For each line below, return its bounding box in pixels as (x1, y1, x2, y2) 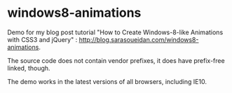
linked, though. (7, 64, 50, 72)
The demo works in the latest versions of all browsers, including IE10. (7, 77, 207, 85)
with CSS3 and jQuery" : (7, 35, 78, 43)
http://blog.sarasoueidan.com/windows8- (79, 35, 199, 43)
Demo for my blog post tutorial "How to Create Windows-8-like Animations (7, 28, 224, 36)
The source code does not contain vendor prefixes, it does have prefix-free (7, 56, 226, 64)
